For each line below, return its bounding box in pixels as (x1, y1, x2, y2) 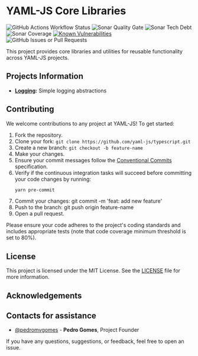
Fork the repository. (14, 132, 63, 139)
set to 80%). (6, 234, 37, 241)
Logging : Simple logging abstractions (14, 87, 107, 94)
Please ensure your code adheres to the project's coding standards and (6, 222, 181, 229)
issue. (6, 344, 21, 351)
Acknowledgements (6, 290, 82, 300)
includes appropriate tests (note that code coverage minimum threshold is (6, 228, 186, 235)
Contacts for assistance (6, 311, 96, 321)
